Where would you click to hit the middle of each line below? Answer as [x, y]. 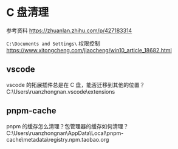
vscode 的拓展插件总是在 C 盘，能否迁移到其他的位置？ [76, 85]
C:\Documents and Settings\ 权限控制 [53, 43]
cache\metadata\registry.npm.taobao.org [58, 139]
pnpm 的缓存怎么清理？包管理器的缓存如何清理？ [67, 126]
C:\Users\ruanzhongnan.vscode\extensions [61, 91]
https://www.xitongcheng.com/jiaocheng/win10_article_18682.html [89, 50]
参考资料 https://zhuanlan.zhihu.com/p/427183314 [69, 30]
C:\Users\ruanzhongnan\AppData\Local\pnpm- [65, 133]
